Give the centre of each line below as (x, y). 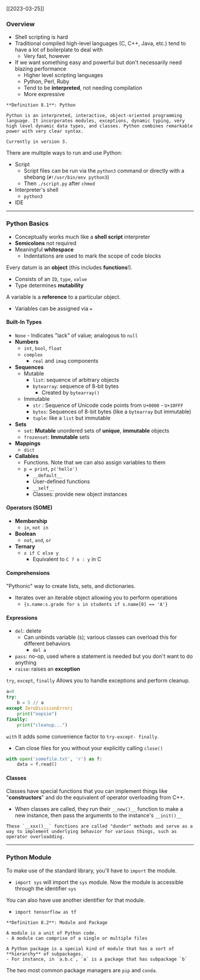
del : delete (28, 631)
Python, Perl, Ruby (46, 82)
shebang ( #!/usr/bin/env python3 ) (66, 177)
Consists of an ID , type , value (51, 279)
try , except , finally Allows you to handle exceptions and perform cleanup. (98, 681)
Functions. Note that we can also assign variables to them (94, 462)
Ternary (25, 546)
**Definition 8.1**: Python (41, 105)
